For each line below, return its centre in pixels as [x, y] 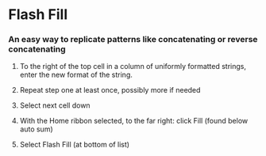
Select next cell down [55, 105]
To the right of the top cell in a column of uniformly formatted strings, [133, 67]
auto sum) [36, 129]
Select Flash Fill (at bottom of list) [74, 145]
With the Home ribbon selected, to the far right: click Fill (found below [134, 121]
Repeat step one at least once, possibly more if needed [110, 90]
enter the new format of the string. [76, 75]
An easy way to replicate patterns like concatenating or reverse [133, 40]
